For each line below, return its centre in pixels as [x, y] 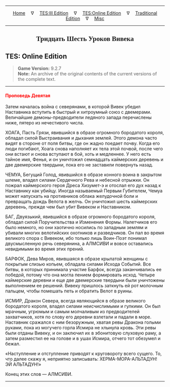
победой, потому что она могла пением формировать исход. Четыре [80, 275]
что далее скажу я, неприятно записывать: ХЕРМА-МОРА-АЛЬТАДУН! [81, 359]
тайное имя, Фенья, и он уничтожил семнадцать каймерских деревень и [84, 159]
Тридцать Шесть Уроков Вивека [85, 39]
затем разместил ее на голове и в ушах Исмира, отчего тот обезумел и [83, 338]
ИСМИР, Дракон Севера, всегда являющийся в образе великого [75, 301]
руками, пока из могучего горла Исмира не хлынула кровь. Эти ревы [81, 328]
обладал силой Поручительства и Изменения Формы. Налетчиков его [81, 222]
